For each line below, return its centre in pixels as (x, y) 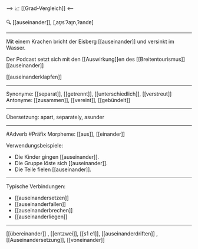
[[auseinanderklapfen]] (34, 77)
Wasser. (16, 48)
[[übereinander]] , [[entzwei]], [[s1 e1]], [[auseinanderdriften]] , (82, 234)
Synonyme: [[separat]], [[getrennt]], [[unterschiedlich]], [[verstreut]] (89, 94)
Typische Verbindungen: (36, 186)
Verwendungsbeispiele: (35, 145)
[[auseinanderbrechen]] (44, 210)
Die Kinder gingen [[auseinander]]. (57, 157)
